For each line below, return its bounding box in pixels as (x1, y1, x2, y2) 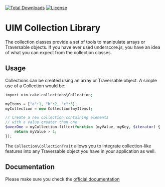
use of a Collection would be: (5, 83, 66, 89)
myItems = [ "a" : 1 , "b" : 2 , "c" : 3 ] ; (5, 101, 78, 106)
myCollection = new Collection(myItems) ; (5, 106, 93, 111)
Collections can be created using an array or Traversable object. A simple (5, 77, 157, 83)
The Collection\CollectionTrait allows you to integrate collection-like (5, 143, 151, 149)
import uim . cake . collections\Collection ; (5, 92, 93, 97)
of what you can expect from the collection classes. (5, 49, 112, 55)
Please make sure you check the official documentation (5, 176, 120, 182)
